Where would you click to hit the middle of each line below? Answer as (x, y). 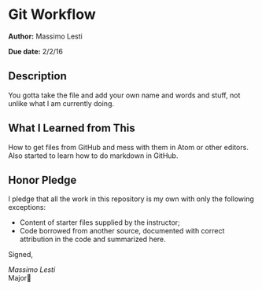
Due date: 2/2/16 (35, 51)
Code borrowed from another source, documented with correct (122, 231)
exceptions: (27, 207)
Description (37, 76)
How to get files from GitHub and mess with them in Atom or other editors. (129, 147)
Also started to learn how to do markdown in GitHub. (93, 156)
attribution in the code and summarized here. (93, 239)
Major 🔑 (20, 278)
